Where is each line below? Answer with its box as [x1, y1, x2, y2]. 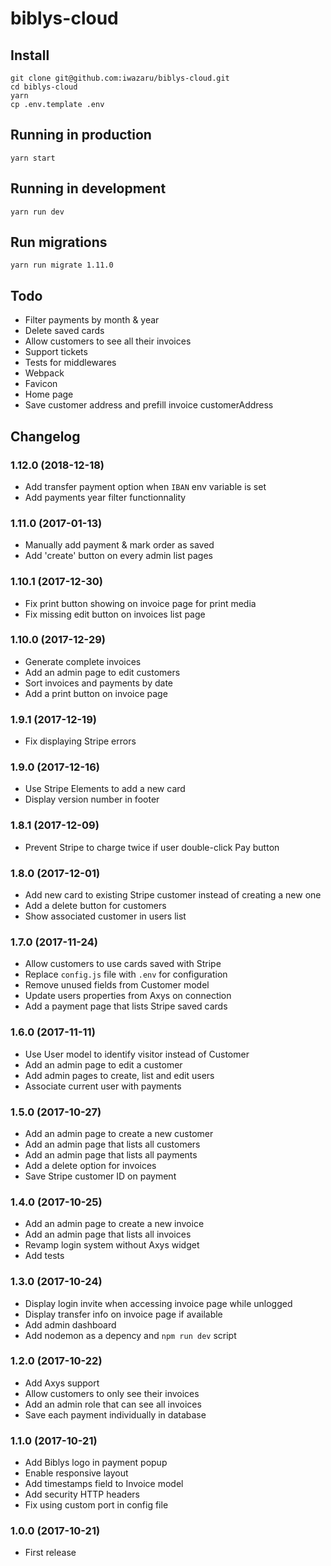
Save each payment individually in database [24, 1408, 207, 1421]
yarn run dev [10, 207, 65, 217]
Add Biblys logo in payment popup [24, 1457, 168, 1469]
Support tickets [24, 346, 88, 358]
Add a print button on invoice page [24, 687, 168, 699]
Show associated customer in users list [24, 910, 187, 922]
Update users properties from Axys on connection [24, 990, 232, 1002]
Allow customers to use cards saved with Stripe [24, 958, 222, 970]
